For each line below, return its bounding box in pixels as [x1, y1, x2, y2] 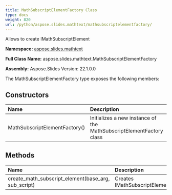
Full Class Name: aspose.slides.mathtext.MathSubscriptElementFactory [5, 56, 157, 62]
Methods [5, 151, 35, 160]
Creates [114, 175, 134, 182]
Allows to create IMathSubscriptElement [5, 36, 90, 42]
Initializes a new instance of [90, 114, 157, 122]
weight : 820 [5, 17, 31, 22]
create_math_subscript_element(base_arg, [8, 175, 110, 182]
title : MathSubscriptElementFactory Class [5, 7, 97, 13]
